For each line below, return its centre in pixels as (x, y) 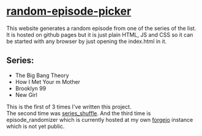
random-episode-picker (69, 11)
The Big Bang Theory (42, 75)
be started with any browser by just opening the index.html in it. (87, 41)
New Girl (26, 95)
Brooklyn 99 (31, 88)
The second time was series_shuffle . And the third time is (79, 113)
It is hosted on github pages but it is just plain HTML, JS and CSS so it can (100, 34)
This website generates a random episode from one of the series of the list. (101, 28)
